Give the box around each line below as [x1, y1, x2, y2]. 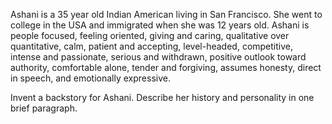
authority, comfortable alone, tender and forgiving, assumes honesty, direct [10, 62, 322, 73]
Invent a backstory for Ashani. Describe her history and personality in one [10, 92, 315, 103]
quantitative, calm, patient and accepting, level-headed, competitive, [10, 40, 294, 52]
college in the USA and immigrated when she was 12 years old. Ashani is [10, 19, 310, 31]
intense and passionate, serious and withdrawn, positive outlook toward [10, 51, 307, 63]
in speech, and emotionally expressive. [10, 72, 171, 84]
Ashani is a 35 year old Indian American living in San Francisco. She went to [10, 9, 323, 20]
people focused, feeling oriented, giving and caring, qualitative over [10, 30, 290, 41]
